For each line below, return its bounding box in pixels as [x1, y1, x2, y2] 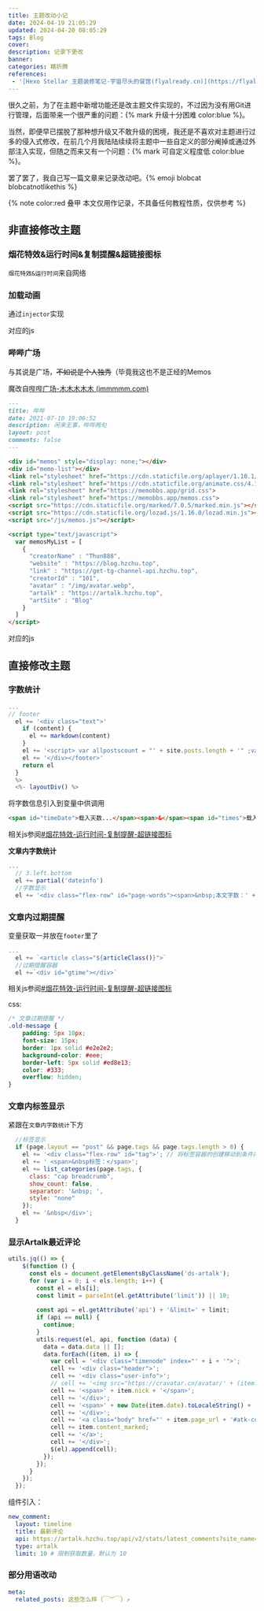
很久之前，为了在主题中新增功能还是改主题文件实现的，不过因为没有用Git [8, 100, 245, 110]
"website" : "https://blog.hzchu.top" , [28, 560, 159, 568]
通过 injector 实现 [8, 309, 64, 319]
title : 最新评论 [15, 1527, 64, 1535]
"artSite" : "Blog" [28, 596, 93, 604]
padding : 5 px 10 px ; [22, 1030, 86, 1037]
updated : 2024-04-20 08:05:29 [8, 26, 108, 34]
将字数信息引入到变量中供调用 [8, 799, 104, 808]
